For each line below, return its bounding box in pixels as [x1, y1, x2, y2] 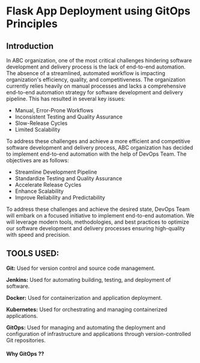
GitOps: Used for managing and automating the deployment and [6, 323, 166, 331]
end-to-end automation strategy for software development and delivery [6, 89, 183, 96]
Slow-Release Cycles [14, 120, 68, 127]
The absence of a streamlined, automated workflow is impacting [6, 70, 166, 76]
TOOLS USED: [6, 248, 59, 259]
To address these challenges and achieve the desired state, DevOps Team [6, 206, 190, 213]
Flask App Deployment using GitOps [6, 4, 191, 18]
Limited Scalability [14, 126, 61, 133]
